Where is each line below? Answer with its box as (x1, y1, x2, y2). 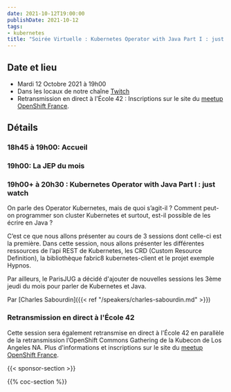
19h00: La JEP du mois (7, 161, 85, 171)
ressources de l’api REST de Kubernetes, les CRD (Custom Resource (7, 247, 203, 255)
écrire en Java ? (7, 218, 53, 227)
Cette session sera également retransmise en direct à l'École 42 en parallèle (7, 328, 225, 337)
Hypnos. (7, 261, 32, 270)
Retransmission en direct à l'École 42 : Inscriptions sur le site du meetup (17, 94, 223, 102)
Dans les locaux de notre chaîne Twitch (17, 87, 130, 95)
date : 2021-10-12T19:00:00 (7, 10, 85, 17)
